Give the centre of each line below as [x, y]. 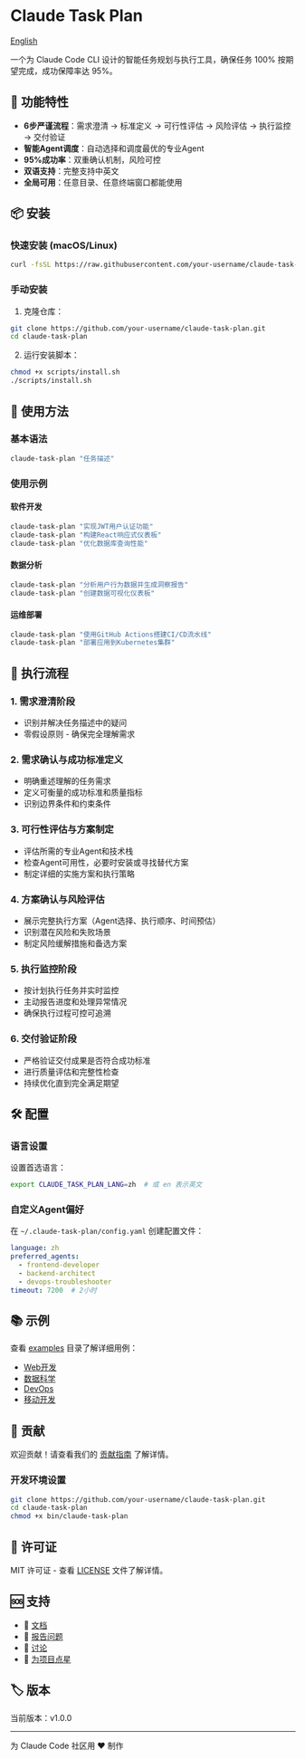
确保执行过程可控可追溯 [67, 1013]
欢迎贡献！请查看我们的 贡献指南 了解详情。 [92, 1455]
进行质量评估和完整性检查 [71, 1071]
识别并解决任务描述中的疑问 [75, 723]
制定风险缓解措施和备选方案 [75, 943]
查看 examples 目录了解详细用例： [74, 1348]
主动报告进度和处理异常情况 [75, 1002]
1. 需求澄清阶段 [43, 701]
